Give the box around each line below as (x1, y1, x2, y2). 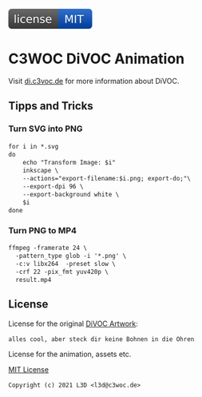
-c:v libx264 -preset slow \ (15, 260, 116, 268)
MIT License (8, 364, 50, 374)
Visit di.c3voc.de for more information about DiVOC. (8, 76, 180, 85)
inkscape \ (22, 166, 59, 174)
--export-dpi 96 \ (22, 182, 84, 190)
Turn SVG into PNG (8, 123, 83, 134)
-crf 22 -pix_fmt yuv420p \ (15, 268, 109, 276)
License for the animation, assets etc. (8, 349, 132, 359)
